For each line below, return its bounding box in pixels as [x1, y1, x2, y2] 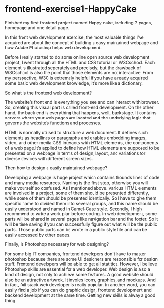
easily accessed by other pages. [5, 232, 71, 237]
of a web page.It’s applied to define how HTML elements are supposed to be [5, 145, 160, 151]
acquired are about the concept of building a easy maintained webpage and [5, 39, 158, 45]
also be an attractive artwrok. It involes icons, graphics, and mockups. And [5, 277, 156, 283]
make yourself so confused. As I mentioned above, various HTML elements [5, 185, 157, 190]
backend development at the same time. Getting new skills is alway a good [5, 292, 156, 298]
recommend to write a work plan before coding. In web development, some [5, 211, 157, 216]
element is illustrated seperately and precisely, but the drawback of [5, 65, 141, 71]
